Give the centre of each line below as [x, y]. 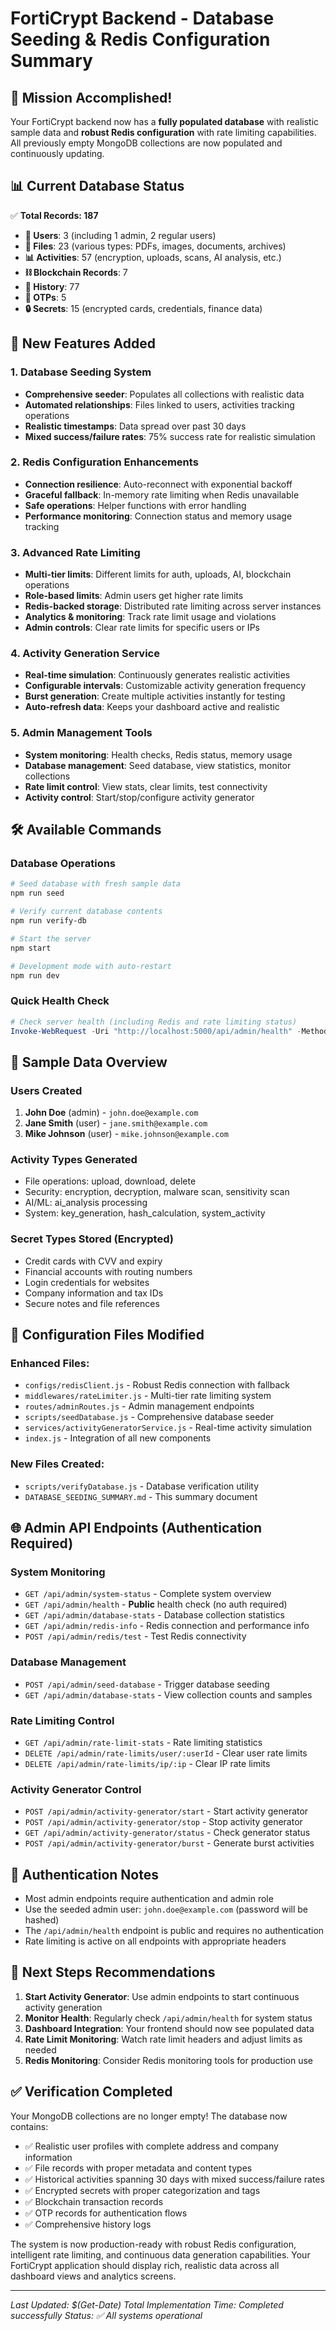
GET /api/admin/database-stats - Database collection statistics [154, 1615]
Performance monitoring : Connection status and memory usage [158, 516]
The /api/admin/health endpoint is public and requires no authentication [174, 1931]
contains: [29, 2126]
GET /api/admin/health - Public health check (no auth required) [156, 1604]
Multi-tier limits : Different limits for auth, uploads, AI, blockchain [158, 574]
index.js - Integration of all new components [118, 1438]
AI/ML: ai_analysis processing [86, 1203]
